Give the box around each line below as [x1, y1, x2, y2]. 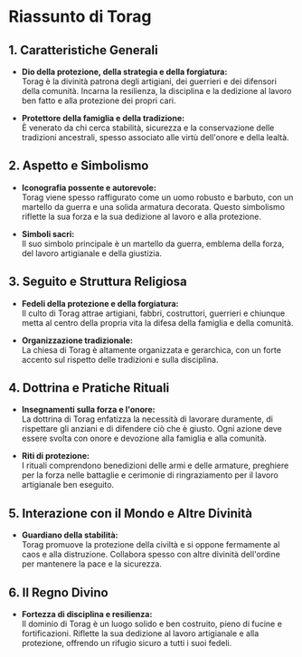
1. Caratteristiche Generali [8, 43, 159, 58]
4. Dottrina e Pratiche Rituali [8, 380, 170, 395]
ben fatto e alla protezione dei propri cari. [21, 95, 176, 106]
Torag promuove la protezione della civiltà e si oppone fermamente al [21, 539, 280, 550]
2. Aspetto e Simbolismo [8, 158, 149, 174]
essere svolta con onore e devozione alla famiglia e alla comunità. [21, 433, 268, 444]
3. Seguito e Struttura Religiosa [8, 274, 187, 290]
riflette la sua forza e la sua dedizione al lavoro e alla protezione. [21, 211, 261, 222]
